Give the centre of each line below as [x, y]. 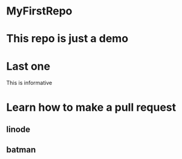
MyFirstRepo [39, 11]
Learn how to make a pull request [91, 107]
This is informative [29, 83]
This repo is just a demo [67, 39]
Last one [28, 66]
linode [18, 129]
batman [21, 150]
